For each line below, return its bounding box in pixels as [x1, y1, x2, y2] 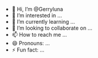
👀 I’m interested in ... [11, 12, 62, 19]
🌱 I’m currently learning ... [11, 18, 75, 25]
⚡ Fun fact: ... [11, 46, 45, 53]
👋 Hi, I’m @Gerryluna [11, 6, 64, 12]
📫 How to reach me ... [11, 31, 67, 38]
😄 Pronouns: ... [11, 40, 50, 47]
